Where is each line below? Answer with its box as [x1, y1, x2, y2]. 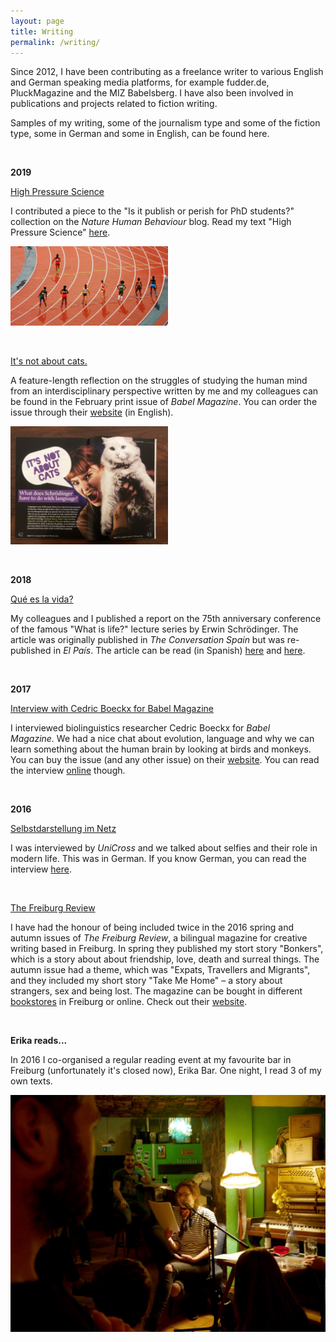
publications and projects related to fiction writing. [10, 98, 218, 110]
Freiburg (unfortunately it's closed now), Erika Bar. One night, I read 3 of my [10, 1065, 322, 1077]
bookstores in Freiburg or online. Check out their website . [10, 996, 248, 1008]
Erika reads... [10, 1035, 68, 1047]
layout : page [10, 16, 65, 26]
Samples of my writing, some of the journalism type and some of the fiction [10, 117, 321, 129]
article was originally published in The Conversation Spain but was [10, 634, 285, 646]
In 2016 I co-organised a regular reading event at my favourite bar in [10, 1054, 292, 1066]
